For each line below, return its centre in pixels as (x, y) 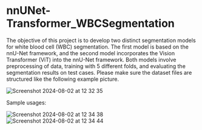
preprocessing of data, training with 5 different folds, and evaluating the (96, 66)
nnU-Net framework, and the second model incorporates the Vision (90, 53)
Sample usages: (26, 102)
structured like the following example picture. (63, 79)
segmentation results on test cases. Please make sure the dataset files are (99, 72)
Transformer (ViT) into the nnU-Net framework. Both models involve (91, 60)
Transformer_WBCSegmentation (90, 23)
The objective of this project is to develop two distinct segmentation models (101, 40)
